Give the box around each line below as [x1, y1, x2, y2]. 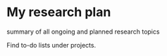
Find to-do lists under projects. [6, 41, 97, 49]
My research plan [6, 4, 111, 20]
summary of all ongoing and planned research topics [6, 27, 160, 36]
